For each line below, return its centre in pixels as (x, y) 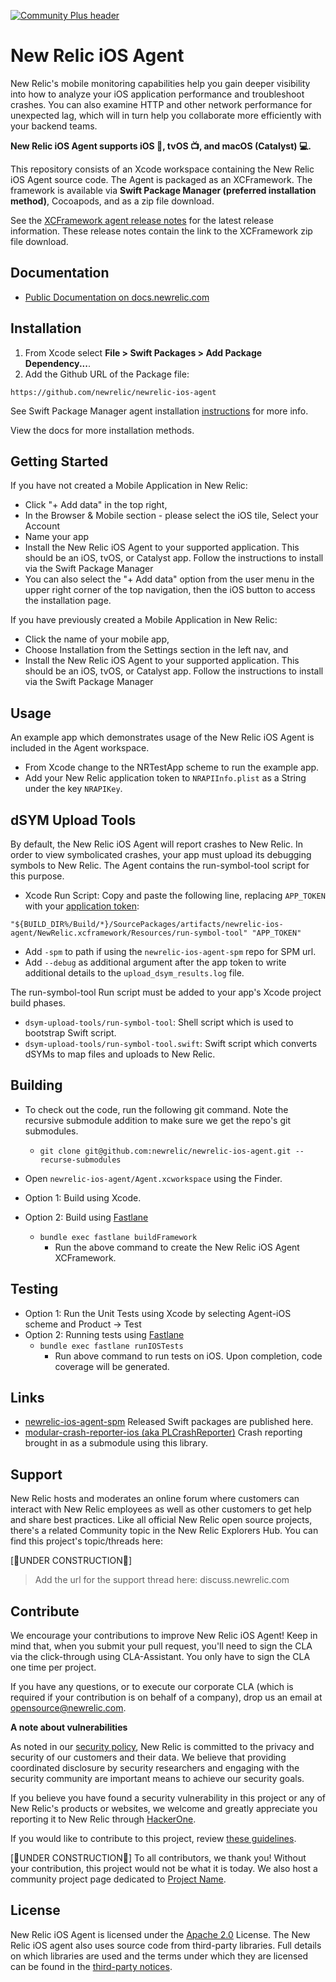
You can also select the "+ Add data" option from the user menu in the (169, 579)
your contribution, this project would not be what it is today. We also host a (164, 1869)
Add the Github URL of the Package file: (107, 374)
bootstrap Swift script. (70, 1033)
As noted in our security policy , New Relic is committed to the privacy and (162, 1747)
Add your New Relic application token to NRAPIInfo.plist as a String (165, 778)
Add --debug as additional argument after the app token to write (155, 962)
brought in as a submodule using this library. (116, 1443)
